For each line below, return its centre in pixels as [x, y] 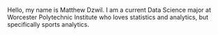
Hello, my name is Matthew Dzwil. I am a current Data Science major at [109, 10]
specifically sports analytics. [48, 24]
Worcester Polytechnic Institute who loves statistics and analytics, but [108, 17]
